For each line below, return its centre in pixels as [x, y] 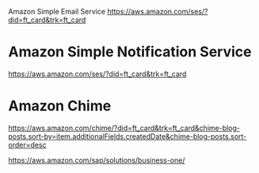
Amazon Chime [60, 106]
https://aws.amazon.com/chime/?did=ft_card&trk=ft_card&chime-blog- [124, 128]
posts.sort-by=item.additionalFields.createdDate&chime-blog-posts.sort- [128, 136]
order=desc [27, 144]
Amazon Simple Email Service [57, 12]
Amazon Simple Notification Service [130, 52]
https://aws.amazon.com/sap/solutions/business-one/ [97, 160]
